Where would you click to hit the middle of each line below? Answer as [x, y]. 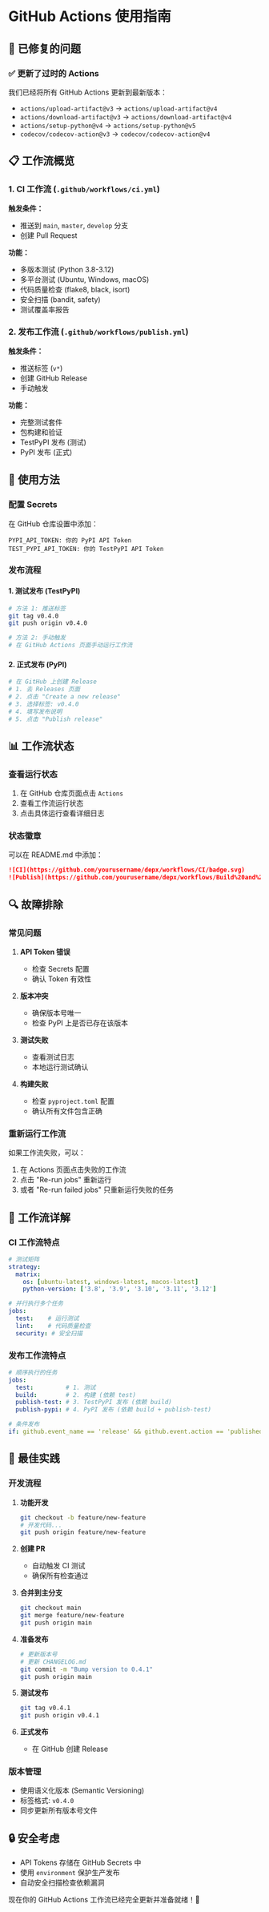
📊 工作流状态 [41, 746]
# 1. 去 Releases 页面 [44, 690]
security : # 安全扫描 [49, 1333]
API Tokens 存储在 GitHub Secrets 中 [80, 1862]
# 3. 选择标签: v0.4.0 [44, 704]
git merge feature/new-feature [72, 1616]
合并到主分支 [41, 1593]
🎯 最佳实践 [34, 1459]
